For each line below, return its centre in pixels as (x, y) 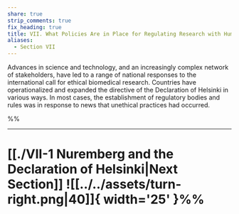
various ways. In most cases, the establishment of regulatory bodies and (114, 97)
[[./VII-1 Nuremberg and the (91, 154)
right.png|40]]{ (54, 199)
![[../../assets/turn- (124, 184)
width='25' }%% (154, 199)
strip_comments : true (39, 21)
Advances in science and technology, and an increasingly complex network (118, 67)
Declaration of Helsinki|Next (92, 170)
